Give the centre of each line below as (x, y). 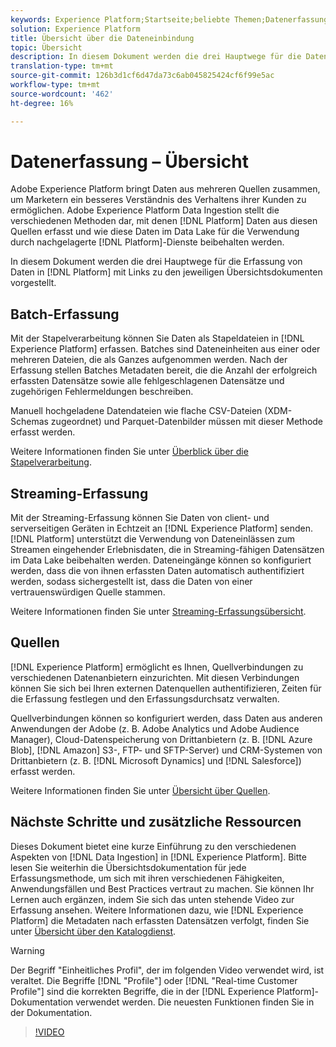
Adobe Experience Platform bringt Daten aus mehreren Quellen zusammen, (165, 189)
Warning (27, 950)
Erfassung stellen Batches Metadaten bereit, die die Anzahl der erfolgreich (164, 370)
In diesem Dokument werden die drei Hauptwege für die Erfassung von (156, 262)
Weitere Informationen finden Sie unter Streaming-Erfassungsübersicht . (158, 612)
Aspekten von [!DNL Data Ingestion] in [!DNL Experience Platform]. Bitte (158, 857)
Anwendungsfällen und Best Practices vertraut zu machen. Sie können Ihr (162, 888)
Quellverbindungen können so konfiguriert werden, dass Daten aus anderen (166, 718)
